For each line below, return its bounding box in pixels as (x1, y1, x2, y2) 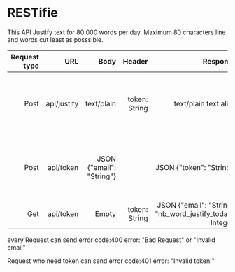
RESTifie (7, 5, 58, 21)
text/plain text (173, 99, 219, 108)
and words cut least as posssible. (7, 35, 104, 43)
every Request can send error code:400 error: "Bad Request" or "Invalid (7, 236, 215, 244)
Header (122, 56, 148, 66)
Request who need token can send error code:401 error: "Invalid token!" (7, 257, 215, 265)
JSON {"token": (155, 162, 206, 172)
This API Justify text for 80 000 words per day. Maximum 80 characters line (7, 28, 226, 36)
